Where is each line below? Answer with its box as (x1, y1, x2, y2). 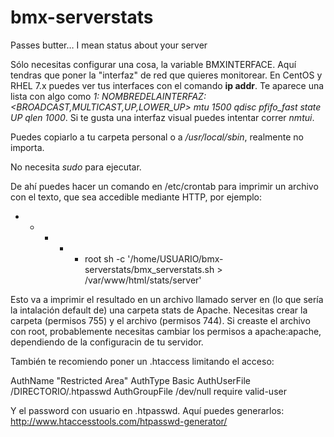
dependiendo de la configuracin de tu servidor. (10, 336, 204, 348)
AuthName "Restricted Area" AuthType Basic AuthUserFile (10, 374, 251, 386)
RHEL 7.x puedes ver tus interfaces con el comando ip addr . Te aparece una (10, 79, 325, 91)
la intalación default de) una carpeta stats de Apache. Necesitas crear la (10, 304, 308, 316)
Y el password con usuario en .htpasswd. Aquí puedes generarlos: (10, 404, 285, 416)
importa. (10, 141, 45, 153)
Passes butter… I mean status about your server (10, 39, 208, 51)
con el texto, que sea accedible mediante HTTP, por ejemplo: (10, 191, 263, 203)
